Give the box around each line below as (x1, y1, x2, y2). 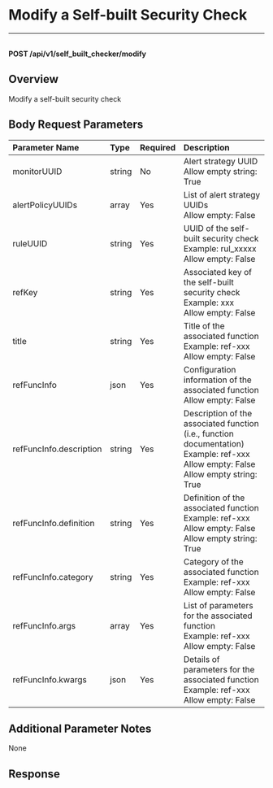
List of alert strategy (183, 189, 261, 200)
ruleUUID (12, 237, 48, 249)
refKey (12, 286, 38, 298)
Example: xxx (183, 297, 234, 308)
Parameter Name (12, 141, 80, 153)
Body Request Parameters (8, 118, 144, 132)
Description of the (183, 407, 253, 419)
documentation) (183, 438, 245, 449)
